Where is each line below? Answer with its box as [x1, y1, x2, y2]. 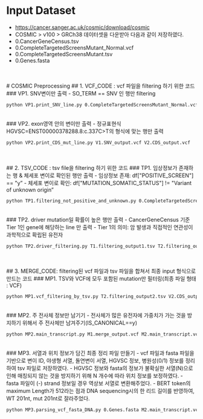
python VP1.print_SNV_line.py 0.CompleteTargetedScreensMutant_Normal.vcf [6, 102, 199, 108]
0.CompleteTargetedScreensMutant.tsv [14, 50, 113, 57]
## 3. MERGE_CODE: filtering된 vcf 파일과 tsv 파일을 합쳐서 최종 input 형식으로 [6, 267, 196, 275]
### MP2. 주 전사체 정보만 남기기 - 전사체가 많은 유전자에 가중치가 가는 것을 [6, 312, 186, 319]
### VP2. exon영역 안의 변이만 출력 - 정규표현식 [6, 120, 121, 127]
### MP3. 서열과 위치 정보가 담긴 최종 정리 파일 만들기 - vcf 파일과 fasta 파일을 [6, 349, 195, 357]
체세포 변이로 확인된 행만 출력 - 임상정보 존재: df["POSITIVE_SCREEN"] [24, 172, 194, 179]
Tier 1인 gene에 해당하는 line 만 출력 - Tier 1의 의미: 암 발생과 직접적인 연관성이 [6, 223, 193, 230]
